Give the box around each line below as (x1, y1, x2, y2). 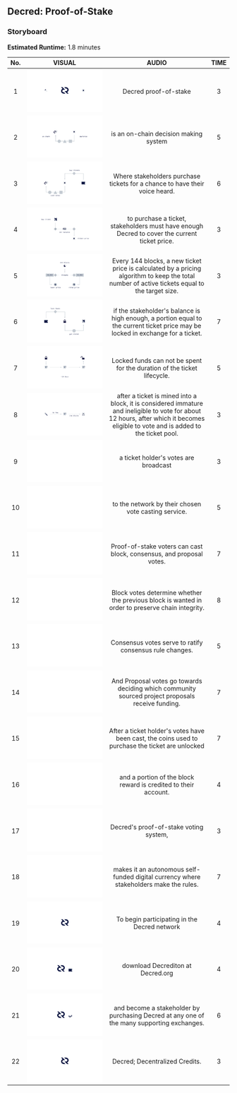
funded (112, 873, 134, 881)
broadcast (142, 461, 172, 470)
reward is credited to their (119, 780, 195, 789)
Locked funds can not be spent (111, 357, 202, 365)
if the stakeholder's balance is (113, 306, 201, 315)
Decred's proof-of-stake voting (110, 823, 204, 832)
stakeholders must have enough (110, 222, 204, 230)
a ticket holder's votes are (119, 453, 195, 462)
